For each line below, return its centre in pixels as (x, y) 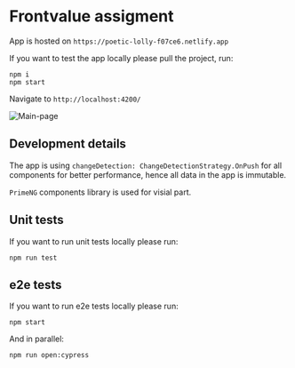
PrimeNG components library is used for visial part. (100, 192)
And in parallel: (37, 339)
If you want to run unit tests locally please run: (94, 241)
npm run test (33, 258)
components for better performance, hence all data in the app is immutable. (148, 174)
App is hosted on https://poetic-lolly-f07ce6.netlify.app (119, 41)
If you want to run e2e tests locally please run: (94, 306)
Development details (68, 144)
